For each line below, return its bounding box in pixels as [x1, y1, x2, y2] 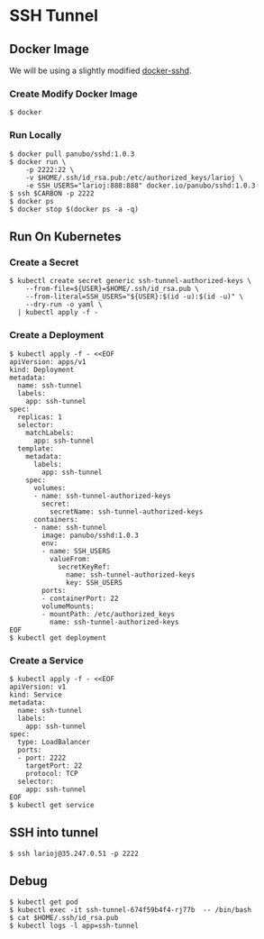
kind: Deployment [9, 365, 75, 374]
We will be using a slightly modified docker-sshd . [9, 65, 192, 76]
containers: [32, 515, 78, 524]
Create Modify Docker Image [9, 87, 138, 100]
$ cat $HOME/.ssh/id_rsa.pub [9, 913, 119, 922]
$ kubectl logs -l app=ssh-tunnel [9, 921, 140, 930]
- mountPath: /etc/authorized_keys [41, 609, 176, 618]
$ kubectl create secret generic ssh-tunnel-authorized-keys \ [9, 277, 252, 286]
